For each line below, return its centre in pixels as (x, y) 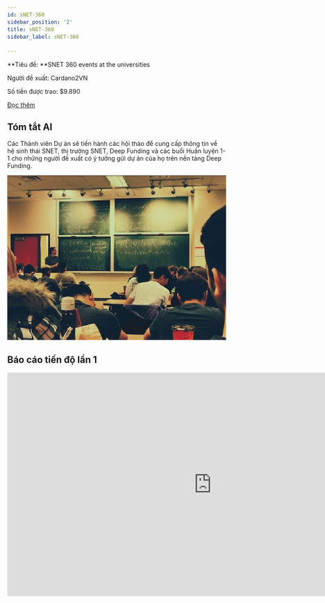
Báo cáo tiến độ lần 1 (52, 360)
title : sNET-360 (31, 29)
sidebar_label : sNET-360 (43, 37)
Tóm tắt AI (30, 127)
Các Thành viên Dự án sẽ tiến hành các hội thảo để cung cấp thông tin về (112, 143)
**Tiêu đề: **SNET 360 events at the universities (79, 65)
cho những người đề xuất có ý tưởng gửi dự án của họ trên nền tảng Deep (117, 158)
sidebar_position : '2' (40, 22)
